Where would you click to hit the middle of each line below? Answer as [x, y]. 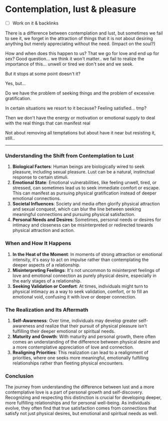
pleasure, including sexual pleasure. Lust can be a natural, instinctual [83, 172]
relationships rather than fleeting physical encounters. [68, 363]
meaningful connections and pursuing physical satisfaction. [74, 214]
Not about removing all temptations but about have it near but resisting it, [80, 133]
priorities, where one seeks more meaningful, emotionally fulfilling [80, 357]
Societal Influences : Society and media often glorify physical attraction [86, 204]
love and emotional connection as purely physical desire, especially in [84, 275]
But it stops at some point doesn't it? [43, 74]
